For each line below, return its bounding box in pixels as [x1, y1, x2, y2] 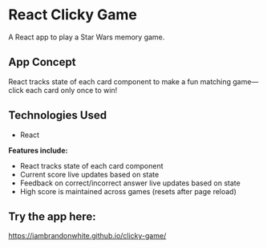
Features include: [8, 145, 68, 155]
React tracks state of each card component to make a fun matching [8, 76, 231, 86]
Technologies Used [8, 108, 107, 122]
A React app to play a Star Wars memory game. [8, 32, 165, 42]
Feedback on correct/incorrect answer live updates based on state [19, 178, 241, 188]
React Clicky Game [8, 6, 138, 24]
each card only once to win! [25, 85, 118, 95]
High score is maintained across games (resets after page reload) [19, 186, 237, 196]
